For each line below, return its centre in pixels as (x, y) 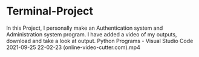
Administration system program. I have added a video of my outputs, (92, 34)
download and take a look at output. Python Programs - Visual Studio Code (100, 41)
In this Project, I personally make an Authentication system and (85, 28)
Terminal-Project (50, 11)
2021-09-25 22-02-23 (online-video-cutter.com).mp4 (73, 47)
